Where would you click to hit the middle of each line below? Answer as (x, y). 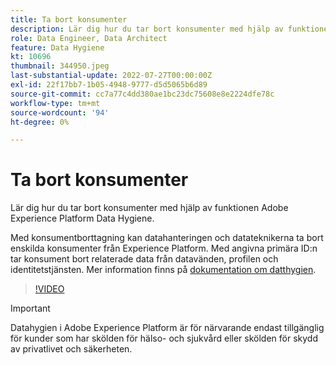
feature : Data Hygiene (57, 47)
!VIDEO (49, 289)
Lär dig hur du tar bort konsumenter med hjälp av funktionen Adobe (149, 208)
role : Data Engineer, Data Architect (89, 38)
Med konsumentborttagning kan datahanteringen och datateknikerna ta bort (167, 238)
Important (30, 308)
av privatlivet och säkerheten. (71, 349)
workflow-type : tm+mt (55, 103)
